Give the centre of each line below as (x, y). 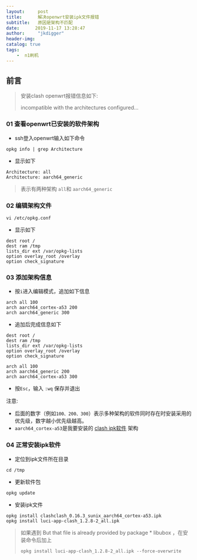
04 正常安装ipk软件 (34, 445)
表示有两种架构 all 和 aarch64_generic (66, 188)
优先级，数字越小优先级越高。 (51, 421)
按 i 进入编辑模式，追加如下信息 (52, 291)
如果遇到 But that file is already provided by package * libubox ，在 (102, 532)
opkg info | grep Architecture (44, 149)
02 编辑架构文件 (29, 206)
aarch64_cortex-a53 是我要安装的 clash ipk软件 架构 (76, 428)
